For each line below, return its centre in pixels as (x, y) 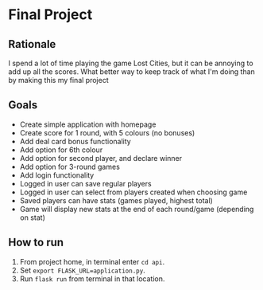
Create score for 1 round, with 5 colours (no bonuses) (107, 132)
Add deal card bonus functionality (75, 141)
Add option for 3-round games (70, 167)
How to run (36, 243)
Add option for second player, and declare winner (101, 158)
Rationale (32, 44)
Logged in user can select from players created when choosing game (133, 192)
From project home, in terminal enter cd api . (92, 261)
